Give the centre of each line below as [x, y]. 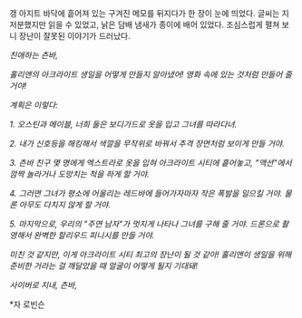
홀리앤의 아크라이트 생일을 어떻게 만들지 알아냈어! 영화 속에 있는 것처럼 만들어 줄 [151, 74]
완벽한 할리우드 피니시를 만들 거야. [94, 235]
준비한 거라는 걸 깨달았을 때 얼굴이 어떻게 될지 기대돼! [103, 266]
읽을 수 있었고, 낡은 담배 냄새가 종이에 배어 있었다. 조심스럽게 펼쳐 [164, 24]
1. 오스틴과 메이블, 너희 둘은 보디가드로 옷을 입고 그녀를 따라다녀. [123, 124]
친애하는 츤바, [34, 55]
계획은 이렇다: [34, 105]
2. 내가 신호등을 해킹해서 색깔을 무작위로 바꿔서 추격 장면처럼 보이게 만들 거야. [147, 144]
